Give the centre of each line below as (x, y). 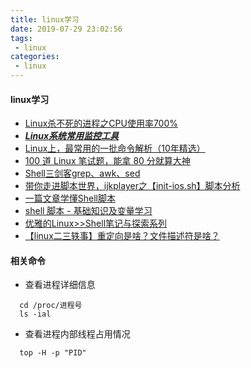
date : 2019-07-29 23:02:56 (66, 29)
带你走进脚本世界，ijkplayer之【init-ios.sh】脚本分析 (132, 186)
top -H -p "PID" (53, 353)
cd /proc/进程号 (51, 306)
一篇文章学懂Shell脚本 (70, 198)
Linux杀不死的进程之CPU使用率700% (101, 123)
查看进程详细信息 (60, 285)
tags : (21, 38)
